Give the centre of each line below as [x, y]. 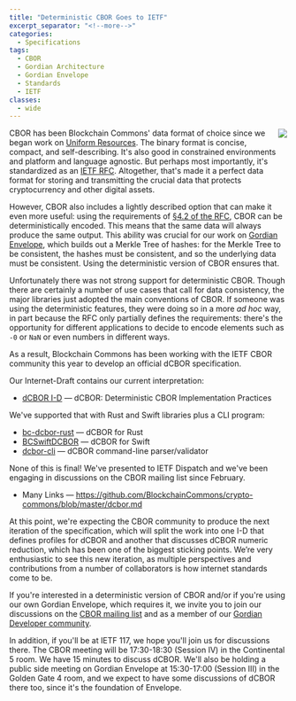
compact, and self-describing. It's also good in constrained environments [143, 152]
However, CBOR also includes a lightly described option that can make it [140, 207]
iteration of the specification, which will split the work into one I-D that [137, 531]
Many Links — [48, 495]
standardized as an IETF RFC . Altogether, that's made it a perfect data [137, 171]
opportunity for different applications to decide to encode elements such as [147, 328]
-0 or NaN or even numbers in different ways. [90, 337]
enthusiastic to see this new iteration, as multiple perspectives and [130, 559]
